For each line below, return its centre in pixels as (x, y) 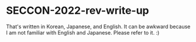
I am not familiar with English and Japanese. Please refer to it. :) (83, 32)
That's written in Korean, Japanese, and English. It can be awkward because (98, 26)
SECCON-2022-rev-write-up (78, 11)
